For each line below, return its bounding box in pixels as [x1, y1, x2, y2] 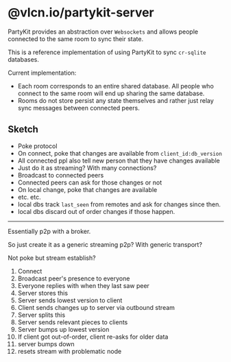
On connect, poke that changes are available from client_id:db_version [17, 149, 222, 157]
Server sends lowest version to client [17, 296, 123, 304]
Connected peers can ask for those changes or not [17, 178, 162, 186]
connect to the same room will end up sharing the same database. [17, 89, 205, 97]
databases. [8, 55, 40, 63]
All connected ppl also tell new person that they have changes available [17, 156, 220, 165]
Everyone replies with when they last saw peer [17, 281, 150, 289]
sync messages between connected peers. [17, 104, 140, 112]
